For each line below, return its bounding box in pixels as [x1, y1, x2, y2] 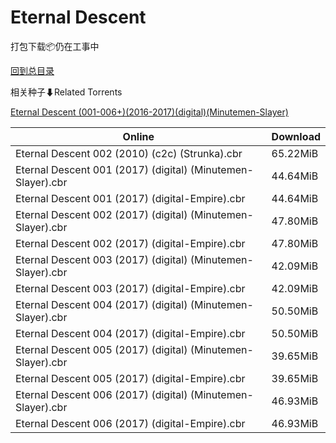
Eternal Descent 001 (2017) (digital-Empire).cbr [15, 191, 246, 205]
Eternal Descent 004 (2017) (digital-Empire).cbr [15, 326, 246, 340]
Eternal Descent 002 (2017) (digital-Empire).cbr [15, 236, 246, 250]
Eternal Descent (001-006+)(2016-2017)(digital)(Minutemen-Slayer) [10, 106, 289, 118]
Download [271, 129, 321, 143]
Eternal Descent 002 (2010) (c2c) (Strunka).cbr [15, 146, 243, 160]
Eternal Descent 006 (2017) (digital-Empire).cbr [15, 416, 246, 430]
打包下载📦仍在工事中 [10, 40, 100, 52]
